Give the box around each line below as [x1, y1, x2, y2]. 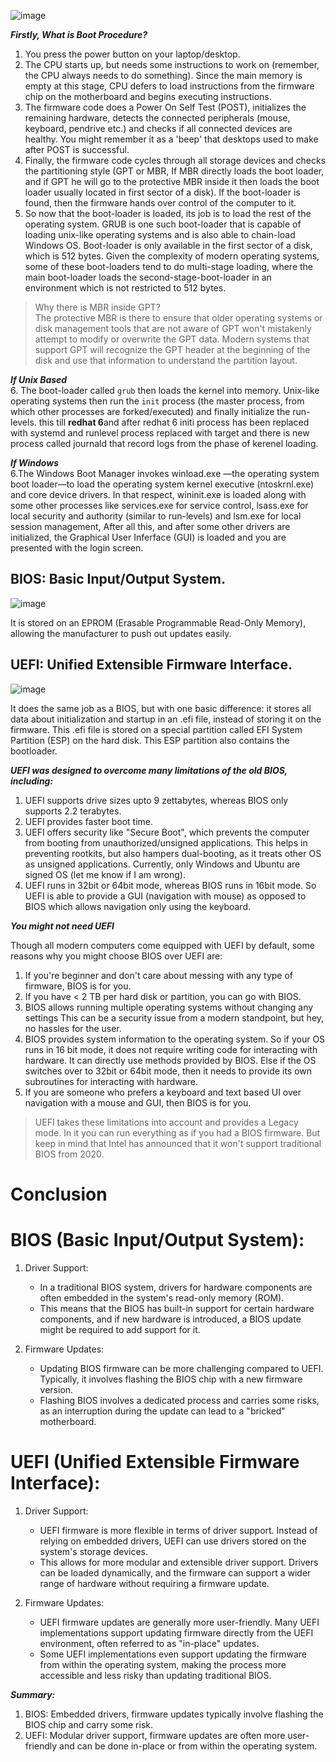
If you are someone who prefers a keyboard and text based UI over [24, 1086, 302, 1098]
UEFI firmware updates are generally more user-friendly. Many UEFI [39, 1616, 320, 1628]
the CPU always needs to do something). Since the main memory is [24, 70, 303, 81]
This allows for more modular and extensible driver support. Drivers [39, 1556, 319, 1568]
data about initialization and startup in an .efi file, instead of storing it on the [10, 713, 322, 725]
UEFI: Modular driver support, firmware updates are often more [24, 1729, 286, 1741]
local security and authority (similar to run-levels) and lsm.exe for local [10, 510, 302, 522]
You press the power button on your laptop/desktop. [24, 48, 241, 60]
